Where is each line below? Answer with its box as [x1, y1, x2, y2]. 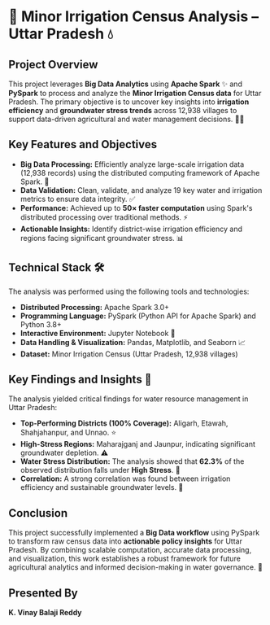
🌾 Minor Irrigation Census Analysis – [8, 7, 259, 26]
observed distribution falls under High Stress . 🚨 [20, 465, 181, 475]
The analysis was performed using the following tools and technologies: [8, 286, 250, 296]
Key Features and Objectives [8, 138, 158, 151]
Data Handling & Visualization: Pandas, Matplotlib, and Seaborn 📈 [20, 337, 246, 347]
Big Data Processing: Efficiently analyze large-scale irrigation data [20, 159, 245, 169]
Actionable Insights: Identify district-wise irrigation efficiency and [20, 224, 242, 234]
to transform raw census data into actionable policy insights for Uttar [8, 536, 242, 546]
